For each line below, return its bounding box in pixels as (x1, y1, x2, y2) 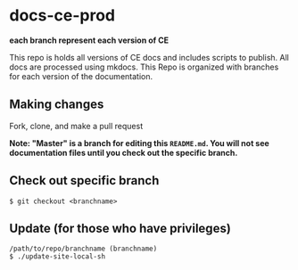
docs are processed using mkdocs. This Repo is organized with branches (9, 61, 279, 72)
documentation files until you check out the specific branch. (9, 147, 238, 158)
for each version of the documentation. (9, 70, 153, 81)
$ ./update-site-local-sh (9, 252, 105, 261)
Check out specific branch (9, 173, 160, 188)
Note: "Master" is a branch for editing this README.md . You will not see (9, 137, 269, 148)
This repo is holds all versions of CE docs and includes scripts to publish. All (9, 52, 290, 62)
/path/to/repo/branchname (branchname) (9, 244, 158, 254)
